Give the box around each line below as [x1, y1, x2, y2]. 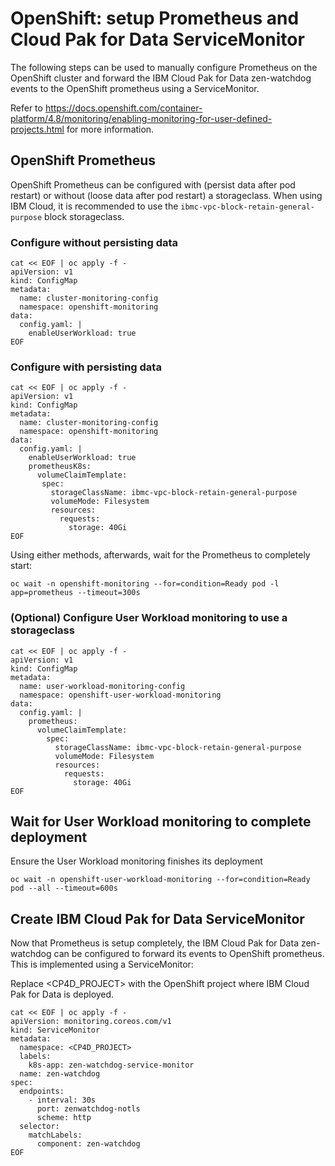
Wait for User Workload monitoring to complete [10, 813, 312, 831]
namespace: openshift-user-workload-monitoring [19, 690, 222, 700]
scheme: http [36, 1113, 92, 1123]
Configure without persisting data [10, 235, 179, 249]
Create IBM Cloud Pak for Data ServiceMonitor [10, 910, 305, 927]
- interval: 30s [28, 1095, 97, 1106]
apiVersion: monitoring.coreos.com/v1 [10, 1017, 172, 1027]
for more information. [66, 123, 155, 135]
